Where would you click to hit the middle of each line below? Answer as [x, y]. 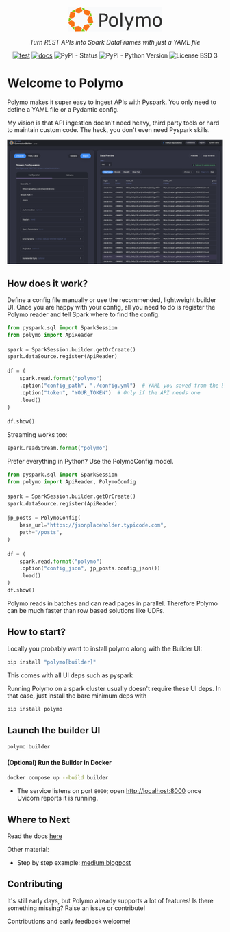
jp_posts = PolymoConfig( [44, 518]
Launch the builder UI [54, 730]
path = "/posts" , [41, 533]
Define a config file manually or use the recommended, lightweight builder [112, 300]
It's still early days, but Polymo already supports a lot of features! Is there [110, 900]
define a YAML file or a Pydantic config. [63, 109]
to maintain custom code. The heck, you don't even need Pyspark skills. [108, 129]
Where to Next [39, 819]
